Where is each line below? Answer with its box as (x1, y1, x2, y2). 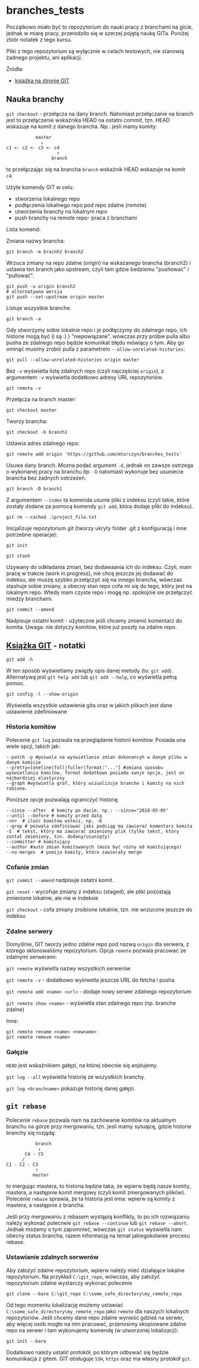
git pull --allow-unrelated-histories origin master (6, 357, 140, 363)
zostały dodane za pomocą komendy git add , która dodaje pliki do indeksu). (6, 502, 194, 510)
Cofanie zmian (6, 863, 49, 871)
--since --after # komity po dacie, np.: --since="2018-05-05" (6, 807, 169, 813)
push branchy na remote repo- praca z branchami (14, 214, 138, 221)
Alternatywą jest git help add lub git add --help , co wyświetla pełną (6, 673, 177, 680)
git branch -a (6, 315, 42, 322)
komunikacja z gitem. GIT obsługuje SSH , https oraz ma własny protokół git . (6, 1355, 192, 1362)
